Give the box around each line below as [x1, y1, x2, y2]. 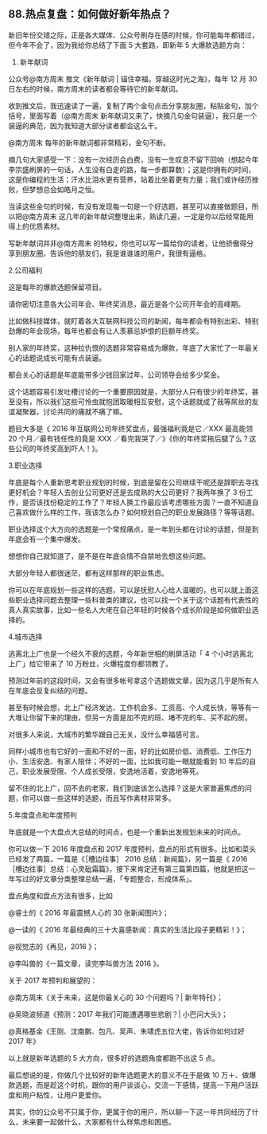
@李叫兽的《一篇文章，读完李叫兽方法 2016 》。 [8, 959, 164, 968]
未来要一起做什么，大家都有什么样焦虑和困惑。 [21, 1116, 176, 1126]
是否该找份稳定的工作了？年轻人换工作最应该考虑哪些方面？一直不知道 [21, 497, 252, 507]
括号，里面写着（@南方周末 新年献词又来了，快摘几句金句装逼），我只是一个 [8, 111, 257, 120]
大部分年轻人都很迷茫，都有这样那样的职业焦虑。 [8, 568, 168, 578]
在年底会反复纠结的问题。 [8, 685, 92, 695]
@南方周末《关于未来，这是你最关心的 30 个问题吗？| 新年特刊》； [8, 992, 224, 1002]
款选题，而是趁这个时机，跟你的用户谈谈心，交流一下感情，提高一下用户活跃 [8, 1080, 259, 1089]
